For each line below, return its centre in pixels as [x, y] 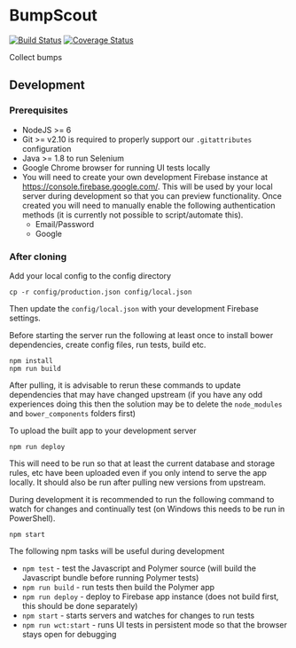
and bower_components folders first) [72, 413]
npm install [31, 360]
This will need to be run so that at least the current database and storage [142, 463]
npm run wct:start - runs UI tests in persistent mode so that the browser [155, 624]
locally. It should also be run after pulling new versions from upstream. [137, 482]
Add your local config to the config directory [90, 275]
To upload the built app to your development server [103, 431]
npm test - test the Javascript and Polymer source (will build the [139, 568]
